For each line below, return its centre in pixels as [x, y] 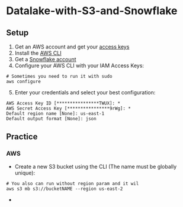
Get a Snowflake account [45, 59]
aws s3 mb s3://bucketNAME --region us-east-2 [65, 189]
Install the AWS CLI [38, 53]
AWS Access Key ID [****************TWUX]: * [63, 103]
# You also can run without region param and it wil [73, 183]
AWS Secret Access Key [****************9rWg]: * [69, 109]
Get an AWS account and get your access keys [72, 47]
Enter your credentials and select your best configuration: [85, 92]
